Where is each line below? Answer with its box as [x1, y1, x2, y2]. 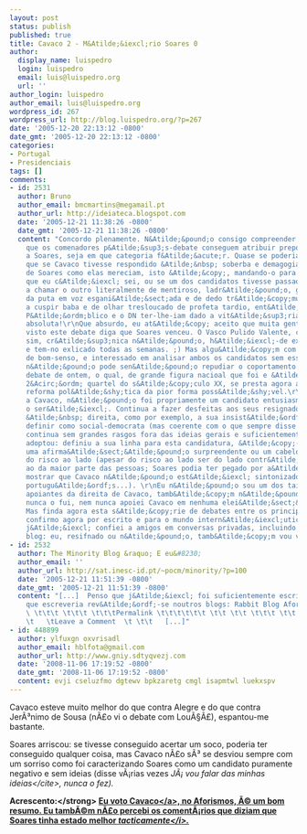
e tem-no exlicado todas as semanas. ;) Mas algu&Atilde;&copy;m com [26, 345, 297, 354]
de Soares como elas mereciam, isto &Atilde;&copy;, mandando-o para [26, 269, 297, 278]
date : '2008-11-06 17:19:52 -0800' [17, 659, 153, 668]
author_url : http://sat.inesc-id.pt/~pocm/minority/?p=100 [17, 566, 248, 575]
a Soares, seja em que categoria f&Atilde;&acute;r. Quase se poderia [26, 251, 301, 261]
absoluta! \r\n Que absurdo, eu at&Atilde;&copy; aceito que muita [26, 319, 281, 329]
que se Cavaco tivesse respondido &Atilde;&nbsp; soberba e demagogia [26, 260, 301, 270]
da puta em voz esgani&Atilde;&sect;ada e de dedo [26, 294, 223, 303]
